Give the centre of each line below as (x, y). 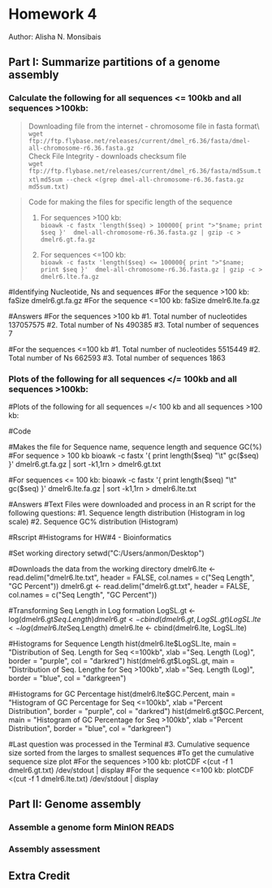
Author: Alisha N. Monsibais (55, 37)
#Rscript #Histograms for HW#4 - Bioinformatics (90, 537)
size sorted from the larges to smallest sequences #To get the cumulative (131, 752)
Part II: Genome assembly (75, 805)
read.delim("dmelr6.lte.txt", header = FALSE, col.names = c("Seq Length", (132, 577)
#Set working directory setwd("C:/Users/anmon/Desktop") (106, 553)
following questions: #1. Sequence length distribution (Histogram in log (127, 512)
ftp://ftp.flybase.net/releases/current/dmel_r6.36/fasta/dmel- (139, 141)
